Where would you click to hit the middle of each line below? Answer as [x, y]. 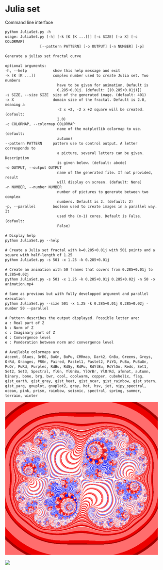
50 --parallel [34, 308]
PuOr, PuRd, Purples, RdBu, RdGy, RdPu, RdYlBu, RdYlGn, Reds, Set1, [77, 366]
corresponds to [20, 148]
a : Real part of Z [25, 323]
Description [17, 158]
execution [15, 299]
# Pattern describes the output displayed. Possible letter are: [72, 318]
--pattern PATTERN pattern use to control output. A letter [71, 143]
